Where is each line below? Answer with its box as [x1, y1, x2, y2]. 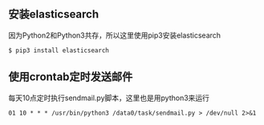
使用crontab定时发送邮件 [8, 71, 133, 84]
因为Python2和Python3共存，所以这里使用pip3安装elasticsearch [8, 30, 221, 40]
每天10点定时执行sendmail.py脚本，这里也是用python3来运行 [8, 93, 210, 103]
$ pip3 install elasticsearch [8, 46, 110, 54]
